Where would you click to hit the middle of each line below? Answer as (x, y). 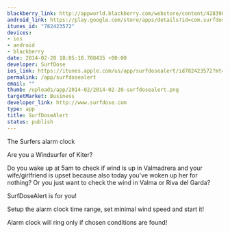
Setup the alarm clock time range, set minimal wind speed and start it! (105, 209)
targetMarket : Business (41, 97)
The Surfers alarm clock (41, 141)
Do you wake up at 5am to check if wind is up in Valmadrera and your (105, 168)
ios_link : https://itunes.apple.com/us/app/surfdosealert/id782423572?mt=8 (117, 71)
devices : (20, 33)
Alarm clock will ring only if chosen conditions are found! (87, 222)
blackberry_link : (32, 13)
